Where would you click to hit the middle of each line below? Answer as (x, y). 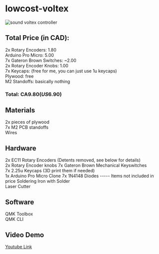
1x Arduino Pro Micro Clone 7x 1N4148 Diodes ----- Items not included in (79, 176)
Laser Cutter (18, 187)
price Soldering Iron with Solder (38, 181)
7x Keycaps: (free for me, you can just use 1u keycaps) (61, 71)
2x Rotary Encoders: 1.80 (31, 50)
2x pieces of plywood (27, 122)
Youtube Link (19, 247)
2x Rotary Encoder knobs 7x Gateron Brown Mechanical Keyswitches (76, 165)
